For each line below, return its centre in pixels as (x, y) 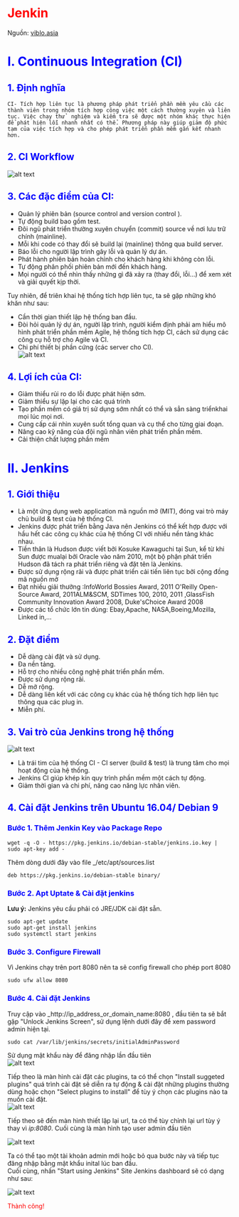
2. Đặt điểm (33, 639)
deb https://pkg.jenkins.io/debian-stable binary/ (84, 875)
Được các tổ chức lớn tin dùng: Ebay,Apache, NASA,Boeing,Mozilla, (117, 610)
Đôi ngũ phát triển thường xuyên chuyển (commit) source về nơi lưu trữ (122, 228)
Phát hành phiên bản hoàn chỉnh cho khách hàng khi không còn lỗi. (116, 259)
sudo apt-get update (38, 921)
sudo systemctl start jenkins (52, 934)
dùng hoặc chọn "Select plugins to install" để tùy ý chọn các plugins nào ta (118, 1091)
